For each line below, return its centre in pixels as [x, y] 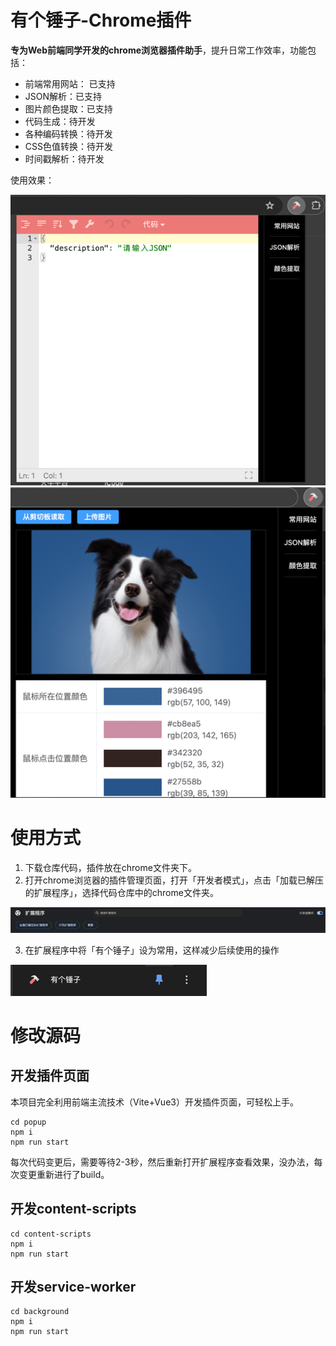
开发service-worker [73, 1286]
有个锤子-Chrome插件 [101, 20]
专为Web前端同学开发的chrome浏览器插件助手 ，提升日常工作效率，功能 [159, 50]
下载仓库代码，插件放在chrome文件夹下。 [110, 867]
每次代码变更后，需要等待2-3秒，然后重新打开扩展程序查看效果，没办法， [162, 1162]
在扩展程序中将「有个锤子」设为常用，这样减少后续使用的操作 [152, 950]
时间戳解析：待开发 [64, 158]
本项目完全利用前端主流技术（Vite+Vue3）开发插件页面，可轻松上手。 [154, 1102]
